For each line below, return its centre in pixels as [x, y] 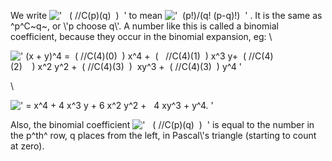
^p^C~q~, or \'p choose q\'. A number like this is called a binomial [144, 26]
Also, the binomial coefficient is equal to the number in [162, 124]
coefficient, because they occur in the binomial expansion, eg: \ [141, 36]
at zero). [27, 146]
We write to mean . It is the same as [166, 15]
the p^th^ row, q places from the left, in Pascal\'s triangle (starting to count [163, 135]
